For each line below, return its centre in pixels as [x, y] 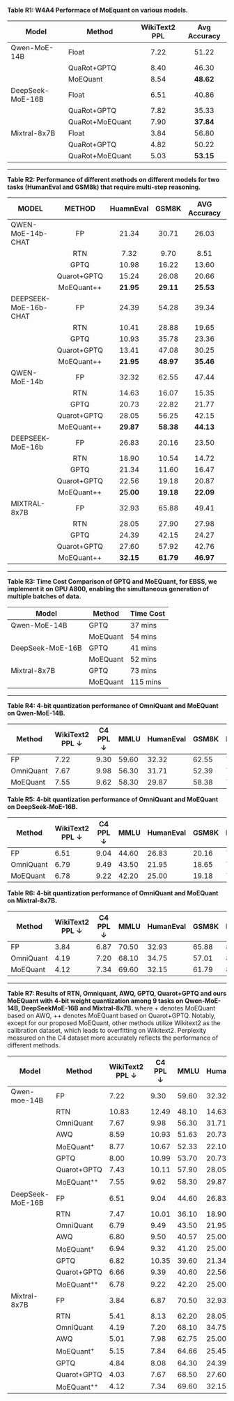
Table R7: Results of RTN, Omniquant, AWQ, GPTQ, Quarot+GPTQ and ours [117, 993]
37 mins [143, 625]
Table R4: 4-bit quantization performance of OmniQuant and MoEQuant [113, 706]
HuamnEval [129, 209]
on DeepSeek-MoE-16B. [42, 807]
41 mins [143, 648]
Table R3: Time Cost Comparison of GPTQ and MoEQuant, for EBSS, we [112, 581]
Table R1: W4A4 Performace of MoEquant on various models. [97, 10]
